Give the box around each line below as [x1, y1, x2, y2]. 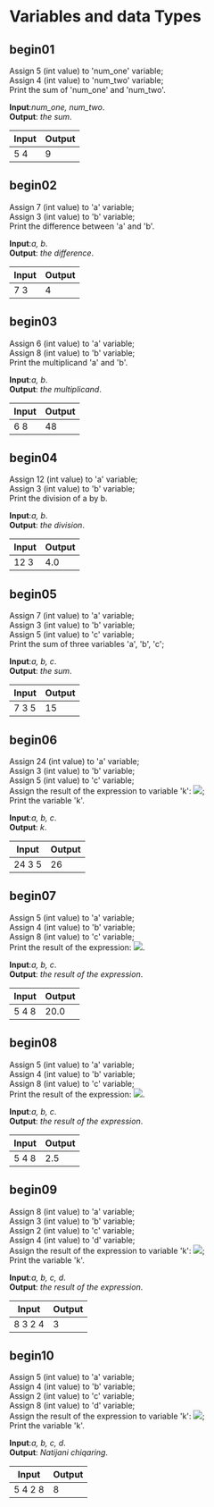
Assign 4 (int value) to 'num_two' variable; [9, 75, 164, 86]
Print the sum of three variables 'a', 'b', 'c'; [9, 639, 165, 650]
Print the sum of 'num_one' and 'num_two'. [9, 85, 167, 95]
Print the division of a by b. [9, 493, 109, 504]
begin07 [9, 888, 56, 904]
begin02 [9, 178, 58, 193]
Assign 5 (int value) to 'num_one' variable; [9, 65, 164, 76]
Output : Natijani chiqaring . [9, 1447, 109, 1458]
